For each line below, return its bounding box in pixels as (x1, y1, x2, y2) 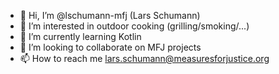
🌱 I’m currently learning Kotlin (19, 31, 142, 42)
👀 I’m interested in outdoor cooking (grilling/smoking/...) (19, 20, 250, 32)
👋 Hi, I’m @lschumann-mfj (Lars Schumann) (19, 10, 201, 21)
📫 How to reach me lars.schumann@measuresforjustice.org (19, 53, 270, 64)
